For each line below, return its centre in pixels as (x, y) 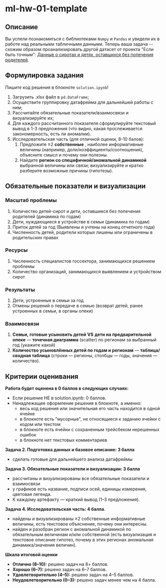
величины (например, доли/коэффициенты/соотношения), (82, 150)
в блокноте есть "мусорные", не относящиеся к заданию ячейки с (90, 419)
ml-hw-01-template (46, 9)
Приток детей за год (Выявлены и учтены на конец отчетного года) (83, 227)
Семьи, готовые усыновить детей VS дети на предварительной (82, 334)
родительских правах (35, 237)
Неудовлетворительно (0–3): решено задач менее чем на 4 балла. (84, 580)
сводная (22, 356)
